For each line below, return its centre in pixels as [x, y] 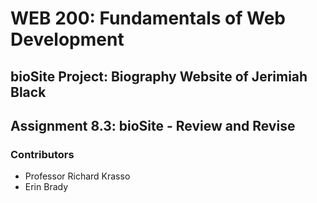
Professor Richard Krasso [77, 176]
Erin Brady [46, 187]
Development [67, 39]
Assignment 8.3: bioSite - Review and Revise [153, 125]
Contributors [42, 154]
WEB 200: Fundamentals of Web [148, 18]
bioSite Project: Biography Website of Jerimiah [159, 76]
